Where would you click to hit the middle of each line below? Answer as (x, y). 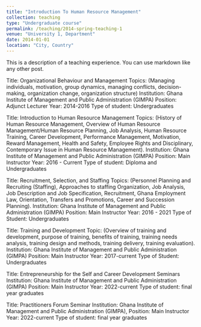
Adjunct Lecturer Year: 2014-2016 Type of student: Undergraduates (90, 106)
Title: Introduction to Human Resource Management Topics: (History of (94, 117)
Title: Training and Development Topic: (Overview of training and (86, 230)
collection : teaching (33, 17)
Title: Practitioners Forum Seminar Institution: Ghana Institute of (85, 305)
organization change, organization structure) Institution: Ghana (105, 93)
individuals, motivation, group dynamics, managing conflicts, (82, 87)
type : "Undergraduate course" (44, 23)
